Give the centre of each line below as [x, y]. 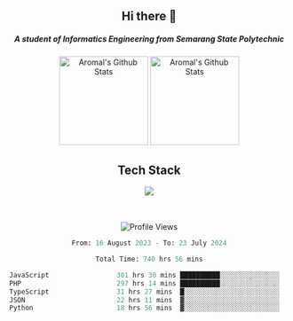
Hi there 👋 [149, 16]
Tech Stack [149, 170]
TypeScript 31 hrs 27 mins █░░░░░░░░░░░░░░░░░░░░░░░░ [144, 292]
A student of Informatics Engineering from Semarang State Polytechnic [149, 39]
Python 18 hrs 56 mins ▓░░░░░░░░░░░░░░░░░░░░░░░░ [144, 308]
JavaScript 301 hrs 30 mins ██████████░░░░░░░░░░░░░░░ [144, 275]
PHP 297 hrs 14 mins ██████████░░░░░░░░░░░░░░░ [144, 283]
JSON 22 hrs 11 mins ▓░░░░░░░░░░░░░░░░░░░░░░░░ [144, 300]
